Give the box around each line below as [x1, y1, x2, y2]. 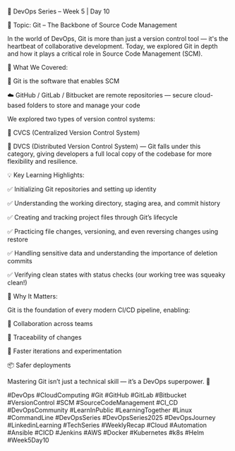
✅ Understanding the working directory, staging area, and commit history [7, 199, 221, 208]
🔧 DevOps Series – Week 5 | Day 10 [7, 7, 110, 16]
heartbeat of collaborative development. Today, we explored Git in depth [7, 42, 218, 51]
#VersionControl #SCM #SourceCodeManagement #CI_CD [7, 399, 179, 407]
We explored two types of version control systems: [7, 115, 155, 124]
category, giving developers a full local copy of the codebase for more [7, 150, 212, 158]
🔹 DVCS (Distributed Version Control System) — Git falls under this [7, 142, 201, 151]
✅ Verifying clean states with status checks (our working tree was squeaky [7, 270, 226, 279]
